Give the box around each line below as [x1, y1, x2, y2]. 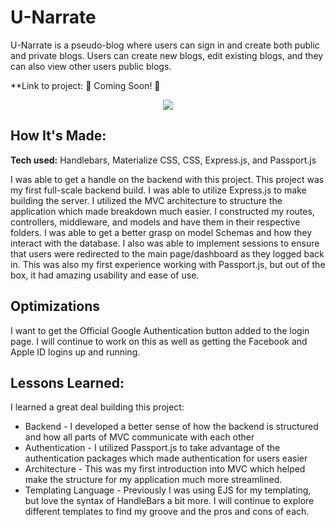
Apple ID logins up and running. [10, 346, 141, 358]
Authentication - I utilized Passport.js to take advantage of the [24, 442, 281, 454]
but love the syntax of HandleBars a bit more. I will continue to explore [24, 495, 315, 507]
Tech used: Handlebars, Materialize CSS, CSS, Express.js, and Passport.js [10, 154, 317, 166]
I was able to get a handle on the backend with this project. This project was [10, 173, 325, 185]
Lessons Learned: [10, 374, 125, 391]
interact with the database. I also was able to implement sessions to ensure [10, 237, 320, 249]
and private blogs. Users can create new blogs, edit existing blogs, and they [10, 49, 324, 61]
